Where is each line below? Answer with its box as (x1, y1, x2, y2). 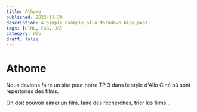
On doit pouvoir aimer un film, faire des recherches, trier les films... (6, 99, 171, 106)
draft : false (6, 36, 39, 42)
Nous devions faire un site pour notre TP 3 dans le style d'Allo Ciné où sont (6, 81, 191, 88)
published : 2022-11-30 (6, 14, 63, 20)
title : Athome (6, 8, 42, 15)
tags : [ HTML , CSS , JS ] (6, 25, 63, 31)
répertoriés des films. (6, 87, 59, 95)
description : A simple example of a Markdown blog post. (6, 20, 151, 25)
